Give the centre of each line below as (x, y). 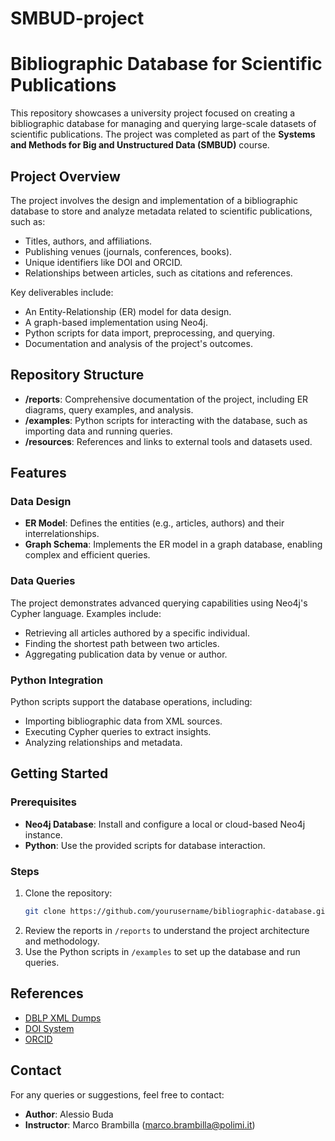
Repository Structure (77, 375)
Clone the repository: (68, 893)
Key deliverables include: (62, 292)
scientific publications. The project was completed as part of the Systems (163, 134)
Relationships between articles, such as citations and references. (158, 273)
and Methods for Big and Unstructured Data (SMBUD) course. (140, 145)
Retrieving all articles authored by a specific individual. (137, 633)
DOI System (49, 1028)
